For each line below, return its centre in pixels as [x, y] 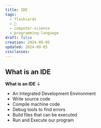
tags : [11, 14]
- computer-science [30, 28]
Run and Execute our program [43, 120]
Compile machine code [36, 104]
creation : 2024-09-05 [28, 42]
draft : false [19, 38]
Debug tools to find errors [39, 109]
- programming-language [34, 33]
